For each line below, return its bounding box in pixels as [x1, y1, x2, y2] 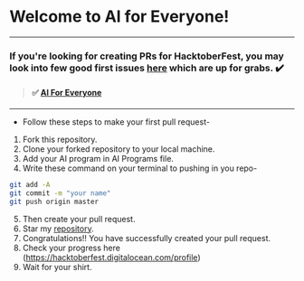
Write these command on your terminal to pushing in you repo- [22, 163, 258, 173]
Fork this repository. [22, 134, 98, 145]
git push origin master [9, 197, 100, 206]
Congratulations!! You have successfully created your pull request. [22, 232, 271, 243]
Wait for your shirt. [22, 261, 92, 272]
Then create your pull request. [22, 213, 136, 224]
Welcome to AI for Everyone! [9, 6, 230, 27]
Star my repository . [22, 223, 94, 234]
